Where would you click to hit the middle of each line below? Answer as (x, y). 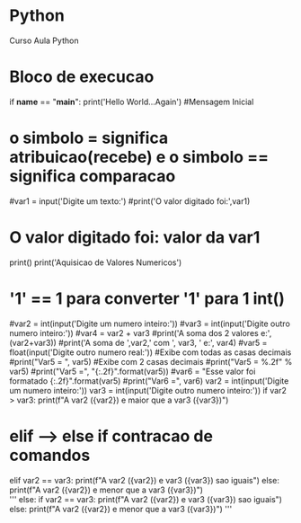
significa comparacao (93, 177)
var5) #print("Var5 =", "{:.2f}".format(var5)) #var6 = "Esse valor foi (133, 371)
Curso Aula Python (44, 40)
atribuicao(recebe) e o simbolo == (139, 157)
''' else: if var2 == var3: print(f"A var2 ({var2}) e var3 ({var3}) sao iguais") (146, 499)
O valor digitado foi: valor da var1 (135, 237)
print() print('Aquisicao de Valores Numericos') (96, 262)
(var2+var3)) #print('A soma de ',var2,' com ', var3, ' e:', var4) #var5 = (138, 342)
